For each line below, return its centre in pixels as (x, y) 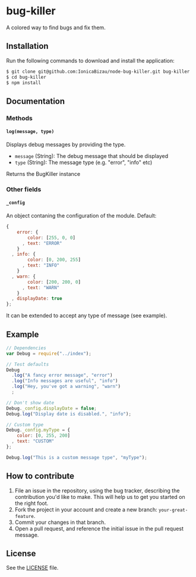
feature (24, 516)
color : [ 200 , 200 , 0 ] (54, 282)
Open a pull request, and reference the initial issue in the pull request (99, 528)
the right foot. (31, 503)
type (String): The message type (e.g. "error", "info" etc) (83, 162)
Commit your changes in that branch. (60, 522)
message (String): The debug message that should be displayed (91, 156)
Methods (19, 118)
